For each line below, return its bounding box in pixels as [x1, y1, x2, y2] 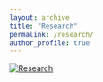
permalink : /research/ [9, 30, 94, 39]
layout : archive [9, 13, 70, 23]
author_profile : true [9, 38, 90, 48]
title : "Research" [9, 22, 78, 31]
